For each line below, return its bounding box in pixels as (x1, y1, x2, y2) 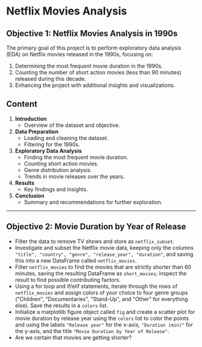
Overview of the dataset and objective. (23, 121, 120, 129)
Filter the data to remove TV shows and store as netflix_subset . (14, 237, 175, 245)
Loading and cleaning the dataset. (23, 134, 109, 141)
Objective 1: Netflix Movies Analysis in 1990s (6, 28, 178, 39)
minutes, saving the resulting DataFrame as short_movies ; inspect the (14, 270, 187, 277)
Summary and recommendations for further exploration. (23, 198, 163, 206)
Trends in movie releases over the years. (23, 173, 125, 180)
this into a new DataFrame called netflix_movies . (14, 256, 137, 264)
